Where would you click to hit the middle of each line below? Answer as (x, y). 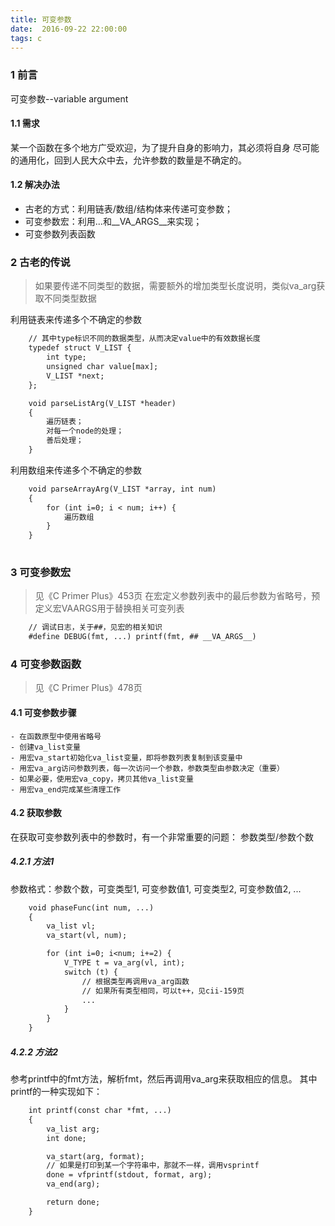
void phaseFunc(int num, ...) (91, 907)
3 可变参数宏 (41, 572)
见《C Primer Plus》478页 (88, 688)
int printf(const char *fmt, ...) (100, 1111)
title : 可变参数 (41, 19)
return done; (73, 1202)
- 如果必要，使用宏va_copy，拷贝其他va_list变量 (102, 779)
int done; (66, 1138)
